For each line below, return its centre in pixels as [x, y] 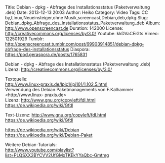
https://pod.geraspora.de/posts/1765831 [46, 54]
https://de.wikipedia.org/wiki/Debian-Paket [49, 135]
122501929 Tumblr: [25, 39]
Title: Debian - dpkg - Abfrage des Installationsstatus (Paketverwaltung [78, 7]
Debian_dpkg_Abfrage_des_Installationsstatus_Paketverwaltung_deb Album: [83, 23]
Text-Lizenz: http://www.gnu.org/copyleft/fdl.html [56, 115]
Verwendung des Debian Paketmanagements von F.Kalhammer [69, 89]
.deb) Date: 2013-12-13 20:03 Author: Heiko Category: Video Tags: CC [77, 12]
